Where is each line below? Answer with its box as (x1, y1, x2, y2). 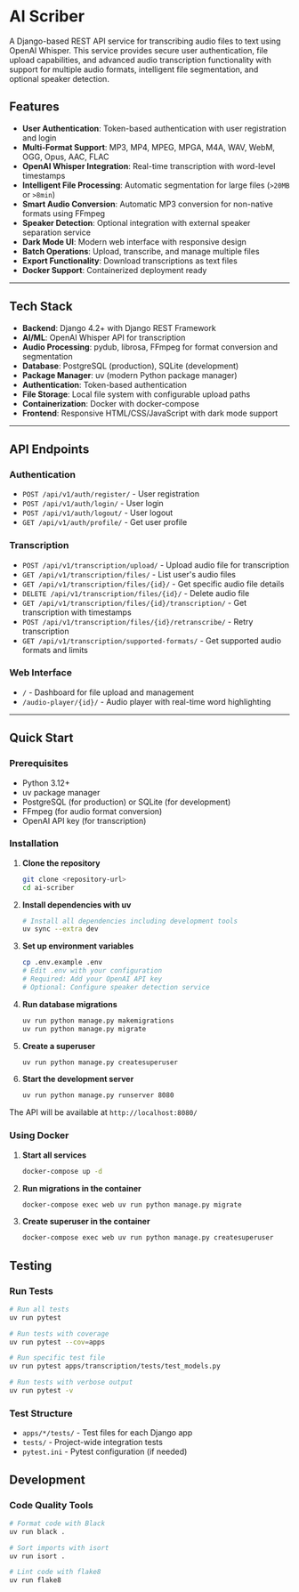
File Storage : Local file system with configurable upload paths (21, 389, 251, 400)
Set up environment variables (21, 941, 134, 951)
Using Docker (9, 1129, 69, 1142)
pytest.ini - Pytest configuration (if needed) (21, 1446, 188, 1457)
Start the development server (21, 1074, 134, 1085)
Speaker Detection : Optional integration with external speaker (21, 217, 251, 228)
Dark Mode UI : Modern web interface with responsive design (21, 236, 247, 246)
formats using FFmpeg (21, 207, 105, 219)
